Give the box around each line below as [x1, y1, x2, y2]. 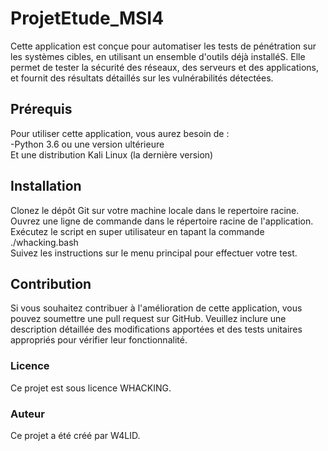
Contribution [10, 275, 92, 292]
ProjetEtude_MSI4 [10, 7, 165, 30]
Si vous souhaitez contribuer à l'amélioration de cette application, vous [10, 302, 303, 314]
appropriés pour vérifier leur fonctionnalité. [10, 334, 188, 346]
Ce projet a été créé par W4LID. [10, 429, 141, 441]
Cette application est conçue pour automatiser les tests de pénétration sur [10, 40, 317, 52]
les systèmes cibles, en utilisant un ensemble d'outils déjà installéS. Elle [10, 50, 306, 62]
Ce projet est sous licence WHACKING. [10, 382, 172, 394]
